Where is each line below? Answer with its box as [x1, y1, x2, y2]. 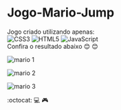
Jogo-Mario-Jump [7, 5, 115, 21]
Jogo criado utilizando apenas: [7, 27, 95, 36]
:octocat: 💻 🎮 [7, 96, 49, 104]
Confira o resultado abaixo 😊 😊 [7, 42, 98, 50]
